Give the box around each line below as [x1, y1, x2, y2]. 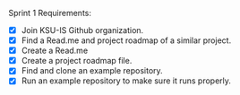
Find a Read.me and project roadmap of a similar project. [21, 35, 232, 46]
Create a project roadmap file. [21, 56, 133, 66]
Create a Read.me [21, 45, 89, 56]
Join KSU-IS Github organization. [21, 25, 144, 35]
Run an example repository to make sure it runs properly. [21, 75, 232, 86]
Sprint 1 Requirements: [8, 8, 91, 18]
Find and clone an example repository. [21, 65, 163, 76]
